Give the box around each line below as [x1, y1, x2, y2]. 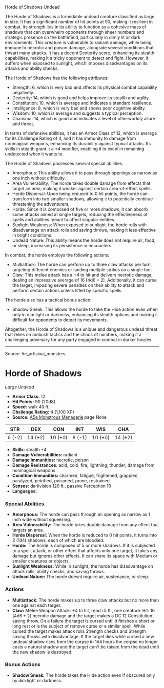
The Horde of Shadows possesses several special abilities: [5, 161, 123, 166]
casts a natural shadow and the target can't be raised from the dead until [12, 644, 159, 649]
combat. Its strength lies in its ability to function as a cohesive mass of [5, 24, 146, 30]
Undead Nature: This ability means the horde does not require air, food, [12, 237, 156, 243]
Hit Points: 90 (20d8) [12, 398, 56, 405]
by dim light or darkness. [12, 677, 62, 683]
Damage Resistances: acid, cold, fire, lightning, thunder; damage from [12, 462, 155, 468]
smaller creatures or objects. [12, 558, 70, 564]
